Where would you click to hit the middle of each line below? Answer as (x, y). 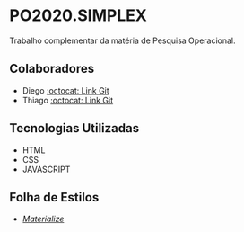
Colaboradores (52, 69)
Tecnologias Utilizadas (74, 128)
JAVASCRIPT (46, 169)
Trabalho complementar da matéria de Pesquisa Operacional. (122, 40)
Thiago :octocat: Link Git (68, 100)
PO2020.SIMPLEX (78, 16)
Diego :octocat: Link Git (65, 90)
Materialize (43, 219)
